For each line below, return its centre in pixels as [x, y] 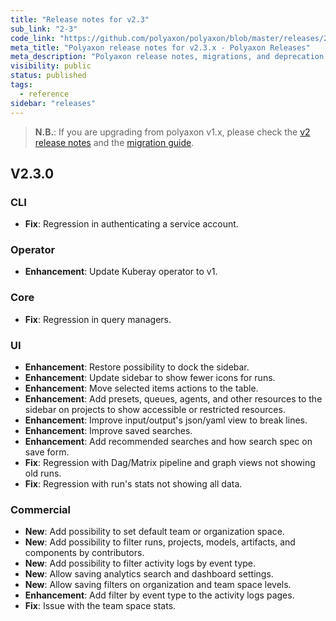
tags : [21, 85]
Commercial [40, 509]
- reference [44, 94]
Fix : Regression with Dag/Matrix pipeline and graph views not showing [170, 463]
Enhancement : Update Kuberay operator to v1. [121, 272]
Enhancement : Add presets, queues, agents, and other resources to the [173, 399]
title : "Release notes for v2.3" [80, 19]
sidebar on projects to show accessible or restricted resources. [155, 410]
